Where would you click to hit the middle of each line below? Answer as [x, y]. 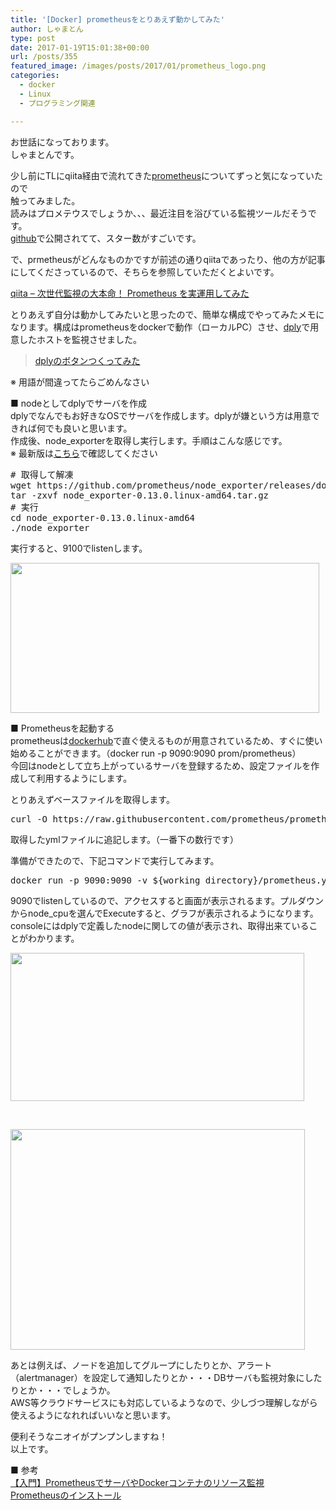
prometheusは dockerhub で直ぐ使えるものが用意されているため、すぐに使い [166, 740]
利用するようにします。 [84, 778]
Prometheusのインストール [66, 1495]
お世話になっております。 [62, 142]
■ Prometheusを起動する [62, 728]
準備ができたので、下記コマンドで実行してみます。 [115, 860]
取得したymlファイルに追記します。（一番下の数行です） [125, 839]
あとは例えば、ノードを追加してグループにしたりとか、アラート [141, 1365]
